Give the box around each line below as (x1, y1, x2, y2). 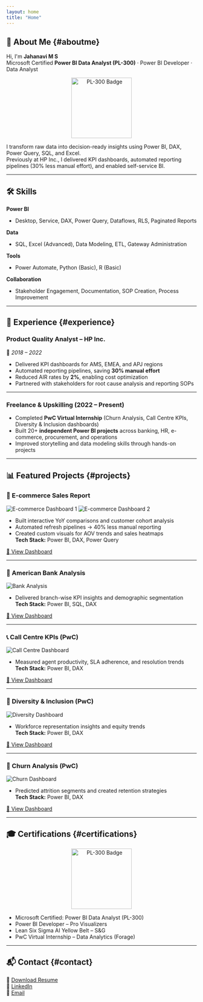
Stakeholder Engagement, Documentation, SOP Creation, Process (14, 288, 179, 295)
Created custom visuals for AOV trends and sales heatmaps (14, 529, 164, 537)
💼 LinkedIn (6, 983, 33, 990)
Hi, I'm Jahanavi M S (6, 53, 59, 60)
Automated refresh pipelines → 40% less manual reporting (14, 523, 161, 531)
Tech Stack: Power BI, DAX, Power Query (14, 536, 119, 543)
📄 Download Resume (6, 976, 59, 983)
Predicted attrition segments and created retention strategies (14, 787, 167, 794)
